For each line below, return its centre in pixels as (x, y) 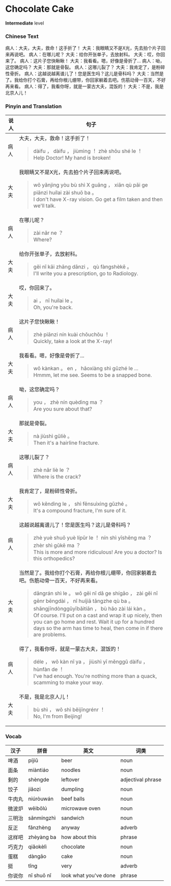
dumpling (72, 789)
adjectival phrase (141, 779)
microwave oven (81, 808)
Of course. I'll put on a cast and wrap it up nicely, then (98, 615)
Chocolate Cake (40, 9)
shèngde (39, 779)
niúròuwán (41, 799)
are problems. (50, 634)
